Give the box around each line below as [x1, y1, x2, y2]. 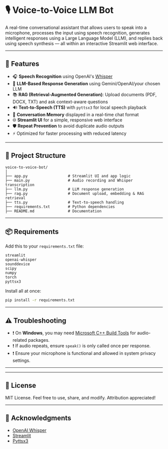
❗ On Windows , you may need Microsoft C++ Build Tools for [12, 330, 136, 336]
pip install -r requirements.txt [5, 298, 75, 303]
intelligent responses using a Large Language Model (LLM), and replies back [5, 35, 163, 41]
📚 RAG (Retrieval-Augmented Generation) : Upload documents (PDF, [12, 91, 157, 97]
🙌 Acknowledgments [5, 414, 71, 422]
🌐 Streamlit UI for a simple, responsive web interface [12, 117, 122, 123]
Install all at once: [5, 288, 41, 294]
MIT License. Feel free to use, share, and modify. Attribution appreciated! [5, 394, 156, 400]
